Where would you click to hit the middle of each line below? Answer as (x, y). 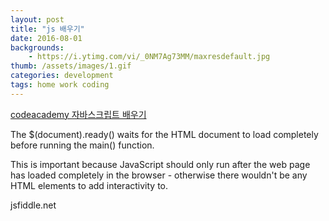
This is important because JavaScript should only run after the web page (160, 164)
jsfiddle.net (33, 205)
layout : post (37, 19)
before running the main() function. (82, 145)
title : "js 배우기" (47, 29)
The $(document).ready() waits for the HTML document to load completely (164, 134)
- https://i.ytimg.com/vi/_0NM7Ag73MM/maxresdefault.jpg (149, 57)
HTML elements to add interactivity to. (89, 185)
